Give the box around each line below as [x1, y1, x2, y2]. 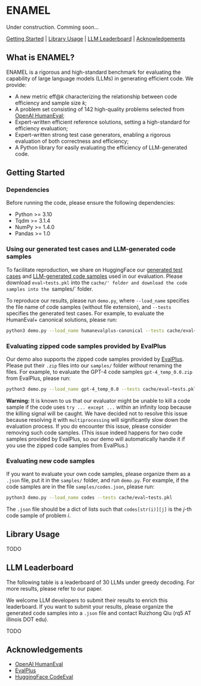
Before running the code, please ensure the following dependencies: [6, 199, 175, 206]
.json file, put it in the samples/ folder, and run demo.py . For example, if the [6, 477, 189, 484]
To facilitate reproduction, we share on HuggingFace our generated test [6, 266, 183, 273]
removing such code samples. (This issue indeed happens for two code [6, 429, 183, 436]
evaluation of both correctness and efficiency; [14, 137, 129, 145]
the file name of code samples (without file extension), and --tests [6, 303, 172, 310]
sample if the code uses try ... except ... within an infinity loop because [6, 403, 192, 411]
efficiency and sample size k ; [14, 99, 87, 106]
